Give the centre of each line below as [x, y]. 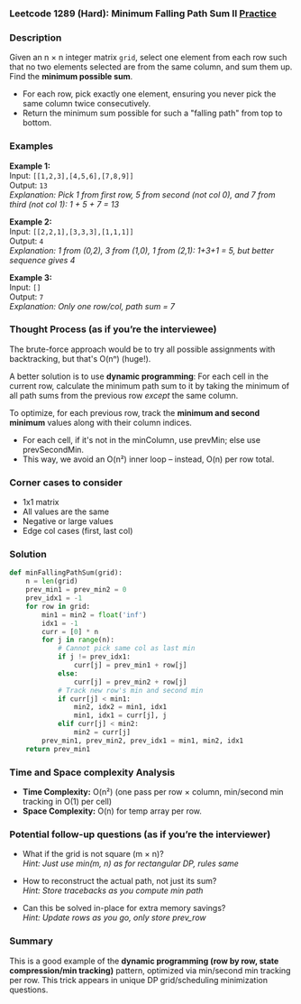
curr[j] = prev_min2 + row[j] [130, 682]
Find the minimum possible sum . [71, 77]
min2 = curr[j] [102, 732]
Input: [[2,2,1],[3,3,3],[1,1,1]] [72, 231]
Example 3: [31, 277]
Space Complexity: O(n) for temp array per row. [112, 811]
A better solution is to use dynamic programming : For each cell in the [139, 376]
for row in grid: [58, 606]
